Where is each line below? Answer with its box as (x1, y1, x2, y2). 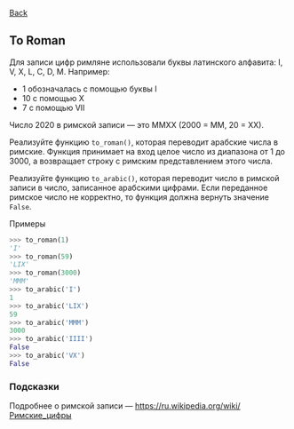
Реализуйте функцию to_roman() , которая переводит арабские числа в (9, 137, 278, 147)
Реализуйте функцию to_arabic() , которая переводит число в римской (9, 172, 280, 183)
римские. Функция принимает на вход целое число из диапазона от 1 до (9, 146, 286, 156)
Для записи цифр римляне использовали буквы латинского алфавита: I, (9, 57, 283, 68)
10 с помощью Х (21, 92, 84, 103)
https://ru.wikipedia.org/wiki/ (134, 401, 242, 411)
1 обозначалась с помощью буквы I (21, 83, 157, 94)
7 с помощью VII (21, 102, 85, 113)
